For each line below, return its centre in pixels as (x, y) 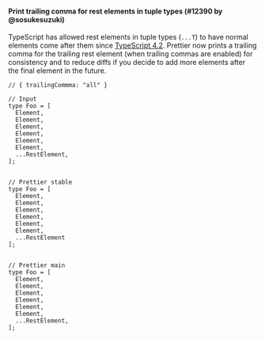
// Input (23, 99)
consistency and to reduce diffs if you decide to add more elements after (127, 63)
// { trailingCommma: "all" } (58, 86)
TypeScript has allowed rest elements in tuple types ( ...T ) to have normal (129, 37)
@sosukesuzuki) (36, 19)
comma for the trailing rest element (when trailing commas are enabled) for (131, 54)
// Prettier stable (40, 182)
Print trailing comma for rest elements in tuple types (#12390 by (115, 11)
